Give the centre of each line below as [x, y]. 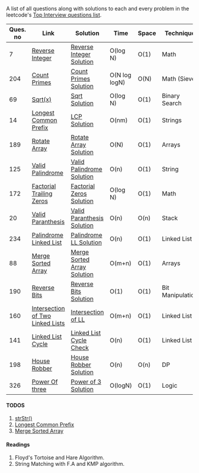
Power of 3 [86, 382]
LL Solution [86, 242]
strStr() [23, 418]
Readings [18, 445]
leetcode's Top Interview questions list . [54, 15]
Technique [180, 33]
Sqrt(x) [41, 99]
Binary [171, 96]
